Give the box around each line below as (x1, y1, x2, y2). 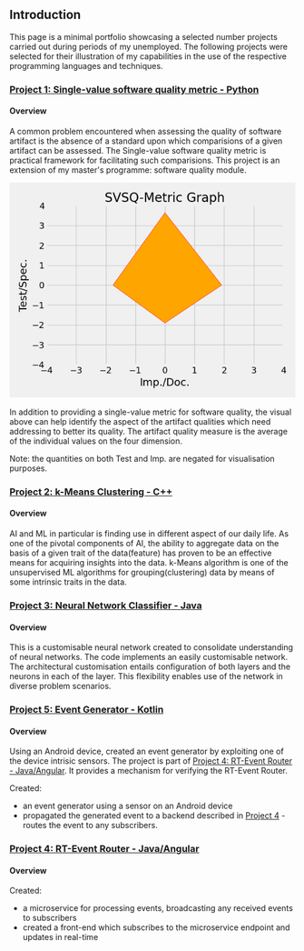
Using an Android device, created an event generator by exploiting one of (9, 746, 284, 757)
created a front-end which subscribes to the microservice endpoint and (22, 922, 290, 933)
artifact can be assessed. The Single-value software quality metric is (9, 145, 267, 155)
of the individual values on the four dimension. (9, 435, 183, 446)
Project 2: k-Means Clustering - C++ (9, 486, 173, 498)
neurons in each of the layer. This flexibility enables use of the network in (9, 671, 283, 682)
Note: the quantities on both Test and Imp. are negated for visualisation (9, 453, 275, 464)
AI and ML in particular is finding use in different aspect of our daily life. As (9, 528, 289, 539)
